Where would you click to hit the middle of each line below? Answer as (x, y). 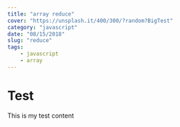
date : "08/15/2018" (36, 34)
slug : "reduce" (30, 41)
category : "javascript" (43, 27)
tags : (15, 47)
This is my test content (41, 116)
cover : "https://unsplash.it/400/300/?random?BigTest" (90, 21)
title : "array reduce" (41, 14)
